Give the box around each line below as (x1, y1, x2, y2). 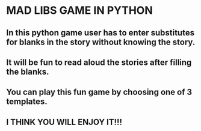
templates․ (6, 97, 48, 107)
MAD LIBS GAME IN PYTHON (6, 4, 153, 17)
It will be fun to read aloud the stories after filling (6, 57, 192, 67)
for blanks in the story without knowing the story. (6, 37, 196, 47)
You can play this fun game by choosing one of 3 (6, 87, 193, 97)
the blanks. (6, 67, 49, 77)
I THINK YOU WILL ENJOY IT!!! (6, 117, 122, 127)
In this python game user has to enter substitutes (6, 28, 194, 38)
